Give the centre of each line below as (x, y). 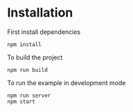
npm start (21, 102)
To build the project (35, 57)
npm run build (28, 70)
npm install (24, 44)
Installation (40, 13)
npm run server (29, 95)
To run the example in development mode (66, 83)
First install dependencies (44, 32)
